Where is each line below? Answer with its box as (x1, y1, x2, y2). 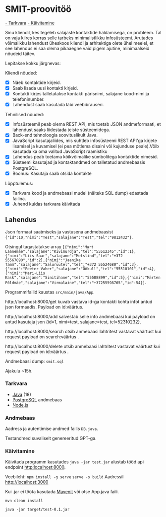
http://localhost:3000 (5, 479, 49, 485)
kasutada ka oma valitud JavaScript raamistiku (12, 148, 108, 154)
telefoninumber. (12, 96, 45, 102)
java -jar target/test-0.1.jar (5, 507, 70, 512)
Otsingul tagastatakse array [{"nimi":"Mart (5, 243, 94, 249)
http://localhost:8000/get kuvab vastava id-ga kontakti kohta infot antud (5, 298, 153, 304)
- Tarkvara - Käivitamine (5, 20, 55, 26)
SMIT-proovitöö (5, 3, 72, 15)
